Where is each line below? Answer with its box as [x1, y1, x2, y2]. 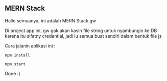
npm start [5, 61, 26, 67]
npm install [5, 52, 30, 58]
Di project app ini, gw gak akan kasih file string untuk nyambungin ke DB [5, 28, 157, 34]
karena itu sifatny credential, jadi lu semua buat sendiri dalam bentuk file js [5, 33, 162, 39]
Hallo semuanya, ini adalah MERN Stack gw [5, 17, 97, 23]
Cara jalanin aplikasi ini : [5, 43, 56, 49]
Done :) [5, 70, 21, 76]
